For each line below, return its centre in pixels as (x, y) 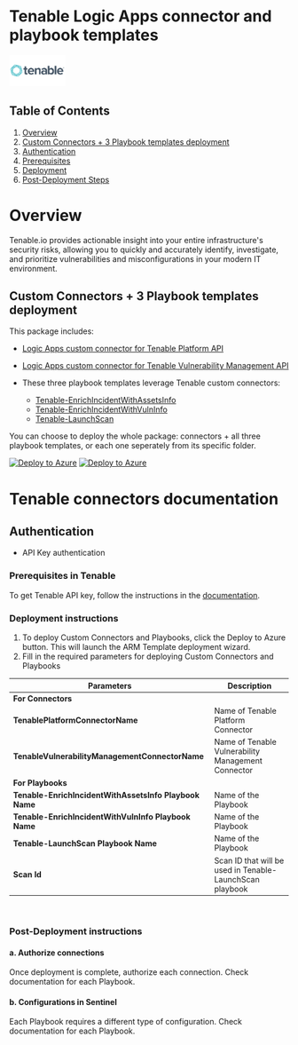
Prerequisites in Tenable (63, 576)
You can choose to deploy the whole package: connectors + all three (135, 436)
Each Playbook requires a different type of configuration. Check (125, 1022)
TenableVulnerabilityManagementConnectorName (108, 756)
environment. (33, 268)
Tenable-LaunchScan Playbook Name (85, 843)
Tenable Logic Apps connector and (141, 16)
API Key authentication (63, 553)
